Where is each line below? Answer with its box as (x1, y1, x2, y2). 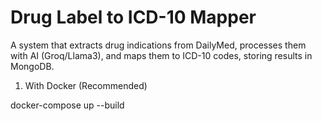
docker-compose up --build (10, 99, 125, 111)
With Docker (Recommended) (24, 79, 148, 91)
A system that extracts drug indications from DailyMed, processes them (10, 39, 307, 51)
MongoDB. (10, 60, 55, 72)
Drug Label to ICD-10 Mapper (10, 6, 257, 29)
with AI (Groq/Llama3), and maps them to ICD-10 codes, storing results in (10, 49, 313, 61)
